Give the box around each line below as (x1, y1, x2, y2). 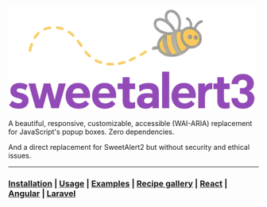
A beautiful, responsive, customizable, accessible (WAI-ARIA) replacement (8, 119, 253, 128)
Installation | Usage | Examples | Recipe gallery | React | (8, 178, 228, 189)
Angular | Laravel (8, 188, 76, 199)
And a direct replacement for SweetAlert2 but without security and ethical (8, 143, 250, 151)
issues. (8, 151, 32, 160)
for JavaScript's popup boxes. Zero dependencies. (8, 127, 175, 136)
